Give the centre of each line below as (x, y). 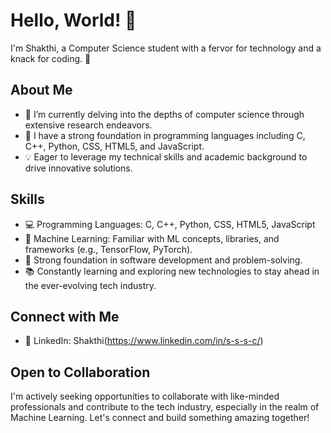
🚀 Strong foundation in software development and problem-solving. (163, 260)
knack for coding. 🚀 (51, 58)
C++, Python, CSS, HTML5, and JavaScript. (114, 146)
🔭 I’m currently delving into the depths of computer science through (164, 114)
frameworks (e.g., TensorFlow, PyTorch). (108, 249)
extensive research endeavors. (88, 125)
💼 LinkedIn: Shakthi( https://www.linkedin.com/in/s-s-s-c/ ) (144, 341)
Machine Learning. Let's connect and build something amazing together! (160, 418)
